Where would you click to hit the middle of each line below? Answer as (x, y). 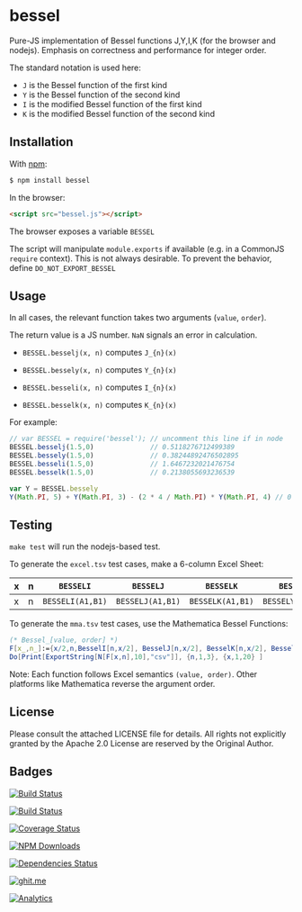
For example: (34, 422)
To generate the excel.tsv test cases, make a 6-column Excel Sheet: (137, 564)
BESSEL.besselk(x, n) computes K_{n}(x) (99, 405)
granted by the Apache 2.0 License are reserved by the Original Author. (142, 743)
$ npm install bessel (50, 180)
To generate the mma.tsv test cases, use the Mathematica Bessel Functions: (149, 624)
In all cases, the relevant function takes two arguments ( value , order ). (138, 318)
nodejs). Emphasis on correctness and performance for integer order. (138, 50)
